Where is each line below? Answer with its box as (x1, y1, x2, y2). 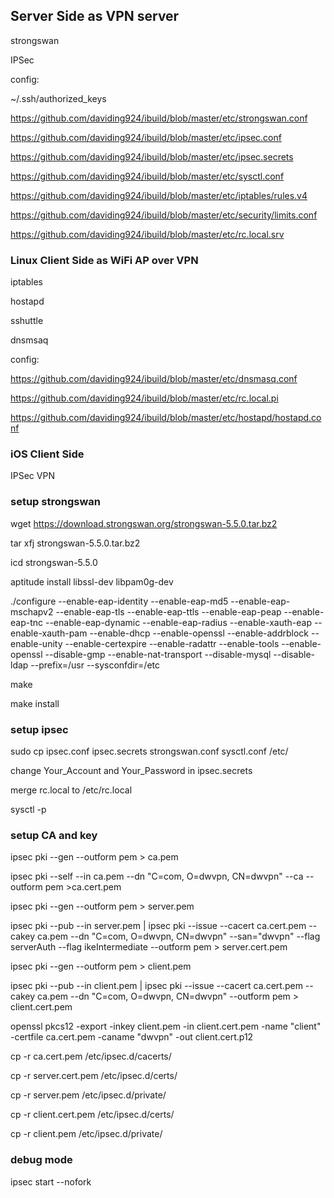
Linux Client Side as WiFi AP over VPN (10, 253, 199, 267)
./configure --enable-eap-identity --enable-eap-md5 (10, 595, 229, 607)
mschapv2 (10, 605, 54, 618)
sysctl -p (10, 804, 47, 815)
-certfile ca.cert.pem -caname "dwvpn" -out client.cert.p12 (10, 1031, 254, 1043)
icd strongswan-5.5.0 (10, 556, 98, 568)
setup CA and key (10, 828, 98, 842)
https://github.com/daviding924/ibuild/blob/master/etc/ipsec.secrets (10, 150, 294, 163)
